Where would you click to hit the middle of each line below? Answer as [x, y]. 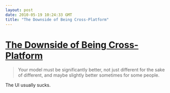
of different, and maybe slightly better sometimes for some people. [89, 75]
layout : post [19, 10]
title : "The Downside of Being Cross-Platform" [57, 19]
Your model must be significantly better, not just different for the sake [91, 70]
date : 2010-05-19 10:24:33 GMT [39, 15]
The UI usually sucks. [28, 85]
